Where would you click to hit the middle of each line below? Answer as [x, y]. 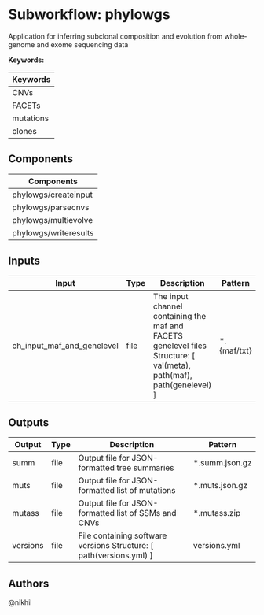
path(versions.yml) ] [115, 555]
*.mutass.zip [217, 513]
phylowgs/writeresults [53, 232]
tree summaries [145, 468]
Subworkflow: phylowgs [89, 15]
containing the [180, 316]
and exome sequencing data [82, 44]
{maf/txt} [236, 350]
